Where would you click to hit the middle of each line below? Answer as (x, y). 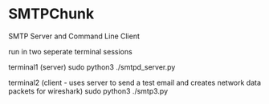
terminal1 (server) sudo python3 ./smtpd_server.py (92, 67)
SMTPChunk (51, 14)
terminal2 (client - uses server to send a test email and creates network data (135, 82)
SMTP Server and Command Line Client (74, 36)
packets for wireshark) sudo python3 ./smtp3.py (88, 91)
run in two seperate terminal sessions (70, 51)
